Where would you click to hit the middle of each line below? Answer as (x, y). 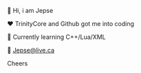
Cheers (18, 63)
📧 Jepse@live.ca (31, 50)
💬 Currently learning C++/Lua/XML (56, 37)
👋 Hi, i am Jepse (30, 11)
